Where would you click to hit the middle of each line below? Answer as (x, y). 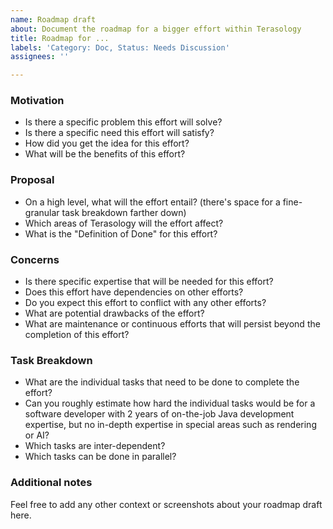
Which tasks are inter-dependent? (95, 446)
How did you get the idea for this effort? (107, 143)
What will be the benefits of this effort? (105, 154)
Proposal (32, 180)
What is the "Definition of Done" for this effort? (121, 233)
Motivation (37, 101)
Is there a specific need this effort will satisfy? (119, 133)
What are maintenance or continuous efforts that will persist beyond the (172, 324)
